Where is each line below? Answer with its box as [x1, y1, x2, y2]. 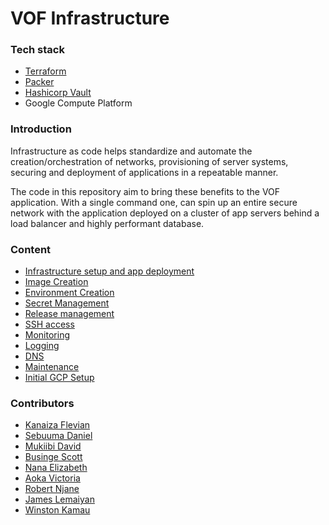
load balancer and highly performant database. [10, 217, 205, 229]
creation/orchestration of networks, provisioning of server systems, [10, 155, 289, 167]
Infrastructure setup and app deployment [24, 265, 195, 277]
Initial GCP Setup [24, 372, 95, 384]
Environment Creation [24, 287, 115, 299]
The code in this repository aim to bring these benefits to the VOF [10, 185, 281, 197]
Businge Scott [24, 451, 83, 463]
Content [10, 242, 52, 256]
